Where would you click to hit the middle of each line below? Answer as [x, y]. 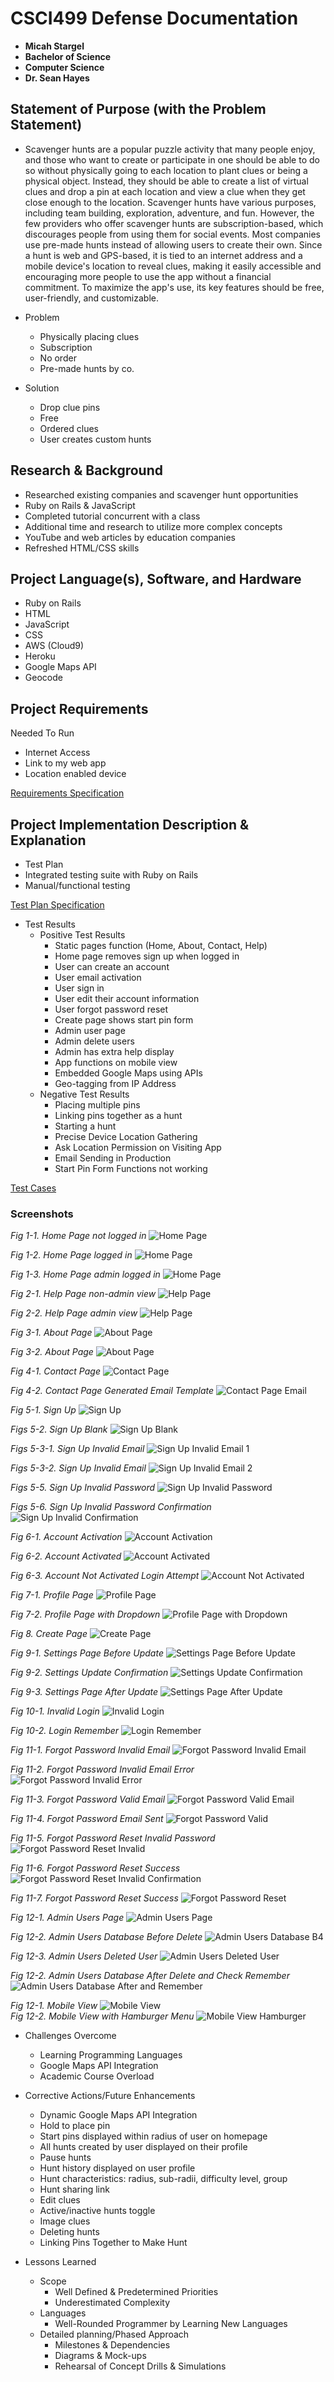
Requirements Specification [67, 793]
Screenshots [42, 1214]
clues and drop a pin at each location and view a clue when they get [165, 191]
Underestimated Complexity [112, 2303]
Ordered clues [69, 428]
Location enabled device [75, 774]
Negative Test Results [84, 1094]
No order [58, 358]
